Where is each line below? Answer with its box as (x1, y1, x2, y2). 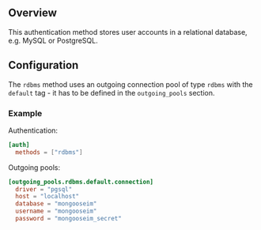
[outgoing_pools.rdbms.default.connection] (8, 178, 154, 186)
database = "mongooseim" (15, 200, 97, 208)
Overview (8, 6, 58, 20)
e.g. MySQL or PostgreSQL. (8, 36, 98, 45)
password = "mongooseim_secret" (15, 215, 123, 223)
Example (8, 107, 43, 119)
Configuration (8, 58, 79, 72)
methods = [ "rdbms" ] (15, 148, 83, 156)
